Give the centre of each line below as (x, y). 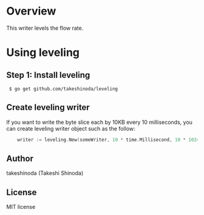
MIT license (21, 207)
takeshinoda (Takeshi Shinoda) (45, 173)
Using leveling (43, 53)
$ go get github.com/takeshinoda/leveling (63, 89)
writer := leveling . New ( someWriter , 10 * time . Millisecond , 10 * (102, 140)
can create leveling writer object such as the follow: (71, 128)
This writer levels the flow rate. (45, 28)
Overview (31, 11)
